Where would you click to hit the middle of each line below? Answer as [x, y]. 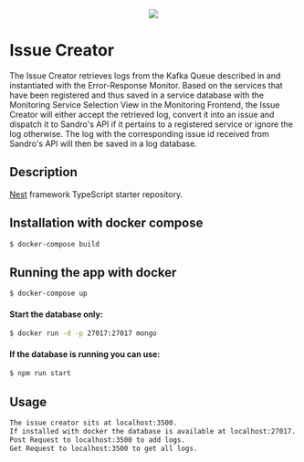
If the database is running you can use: [85, 354]
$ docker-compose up [49, 294]
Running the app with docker [93, 273]
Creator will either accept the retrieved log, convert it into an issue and [142, 114]
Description [43, 172]
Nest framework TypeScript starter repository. [96, 194]
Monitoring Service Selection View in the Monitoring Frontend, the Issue [145, 104]
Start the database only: [56, 314]
